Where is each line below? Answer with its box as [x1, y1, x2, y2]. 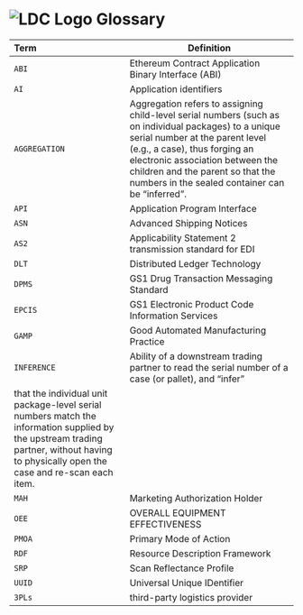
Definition [188, 41, 232, 54]
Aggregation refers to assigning [129, 97, 263, 110]
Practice [129, 335, 165, 347]
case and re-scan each [14, 465, 114, 478]
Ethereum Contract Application [129, 57, 261, 69]
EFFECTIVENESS [129, 518, 202, 530]
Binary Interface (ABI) [129, 68, 222, 80]
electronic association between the [129, 153, 278, 166]
